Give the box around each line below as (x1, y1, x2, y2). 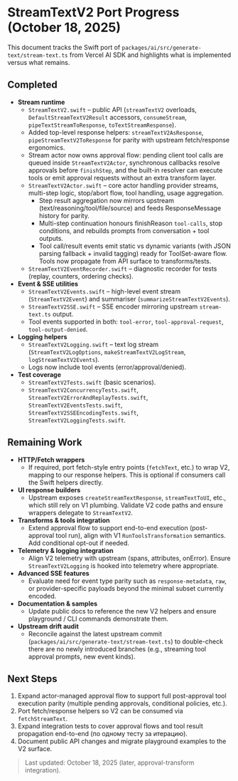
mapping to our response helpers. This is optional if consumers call (28, 470, 226, 479)
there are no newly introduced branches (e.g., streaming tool (28, 644, 207, 653)
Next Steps (7, 673, 58, 685)
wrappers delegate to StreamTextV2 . (28, 508, 134, 517)
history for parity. (38, 211, 90, 219)
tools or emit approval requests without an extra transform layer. (28, 173, 217, 182)
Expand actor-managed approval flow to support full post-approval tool (17, 692, 227, 700)
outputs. (38, 234, 64, 242)
